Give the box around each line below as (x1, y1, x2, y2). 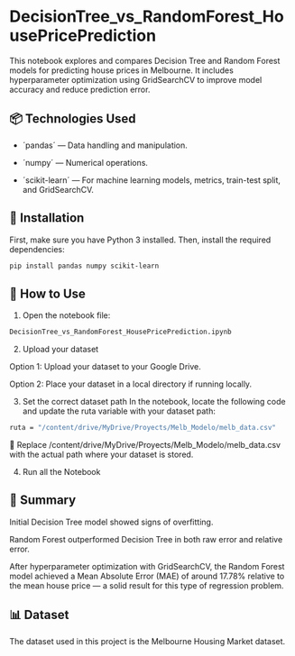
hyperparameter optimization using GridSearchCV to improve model (9, 74, 263, 85)
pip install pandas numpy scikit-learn (9, 261, 160, 270)
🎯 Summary (9, 493, 77, 508)
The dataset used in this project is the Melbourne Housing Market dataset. (9, 635, 286, 646)
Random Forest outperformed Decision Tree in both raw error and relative (9, 533, 283, 544)
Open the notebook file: (22, 310, 111, 321)
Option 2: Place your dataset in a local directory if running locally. (9, 378, 253, 389)
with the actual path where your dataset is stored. (9, 449, 194, 460)
